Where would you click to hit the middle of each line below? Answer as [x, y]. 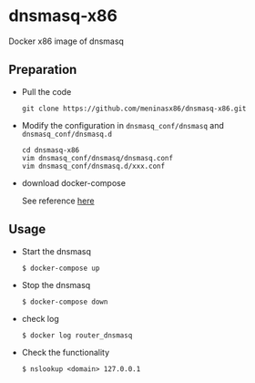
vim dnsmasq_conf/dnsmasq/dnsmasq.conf [97, 158]
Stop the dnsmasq [56, 285]
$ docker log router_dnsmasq [77, 335]
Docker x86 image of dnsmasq [66, 41]
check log [41, 318]
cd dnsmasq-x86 [51, 150]
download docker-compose [74, 182]
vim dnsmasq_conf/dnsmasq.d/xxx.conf [93, 166]
